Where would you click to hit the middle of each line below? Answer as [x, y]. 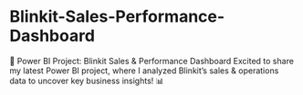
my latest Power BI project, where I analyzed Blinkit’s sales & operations [144, 71]
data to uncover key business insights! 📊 [87, 81]
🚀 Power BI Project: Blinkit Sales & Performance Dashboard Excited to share [152, 61]
